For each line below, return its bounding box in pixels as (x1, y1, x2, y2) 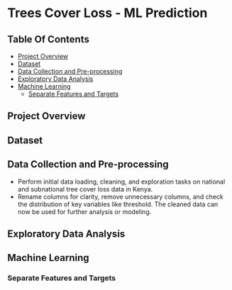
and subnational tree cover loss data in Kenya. (17, 184, 153, 193)
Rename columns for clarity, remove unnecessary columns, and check (17, 192, 223, 201)
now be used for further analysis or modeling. (17, 207, 152, 216)
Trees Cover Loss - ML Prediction (7, 5, 208, 21)
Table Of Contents (7, 33, 90, 45)
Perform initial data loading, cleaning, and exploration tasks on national (17, 177, 226, 186)
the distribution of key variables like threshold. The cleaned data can (17, 200, 219, 208)
